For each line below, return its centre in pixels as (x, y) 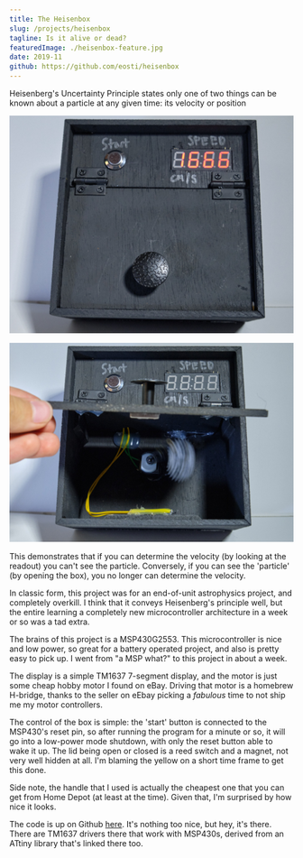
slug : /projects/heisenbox (60, 28)
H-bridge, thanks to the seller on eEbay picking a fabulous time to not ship (147, 695)
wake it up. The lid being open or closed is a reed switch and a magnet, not (149, 751)
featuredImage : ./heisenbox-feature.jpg (87, 48)
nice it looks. (33, 807)
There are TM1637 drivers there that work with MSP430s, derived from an (147, 834)
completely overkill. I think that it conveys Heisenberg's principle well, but (146, 602)
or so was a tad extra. (50, 622)
